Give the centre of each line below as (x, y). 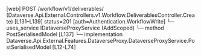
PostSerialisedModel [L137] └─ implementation (65, 34)
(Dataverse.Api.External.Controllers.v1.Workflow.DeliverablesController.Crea (101, 15)
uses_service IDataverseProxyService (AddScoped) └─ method (85, 28)
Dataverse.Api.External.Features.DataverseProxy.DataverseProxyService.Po (101, 41)
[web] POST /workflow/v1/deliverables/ (55, 9)
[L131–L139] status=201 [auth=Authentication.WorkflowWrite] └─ (94, 21)
